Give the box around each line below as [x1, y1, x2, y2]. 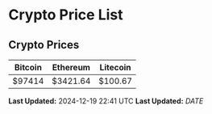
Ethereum [52, 62, 91, 73]
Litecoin [99, 62, 131, 73]
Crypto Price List [8, 6, 123, 24]
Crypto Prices [8, 38, 80, 52]
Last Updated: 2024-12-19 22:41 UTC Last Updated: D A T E [8, 96, 204, 106]
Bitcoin [14, 62, 43, 73]
